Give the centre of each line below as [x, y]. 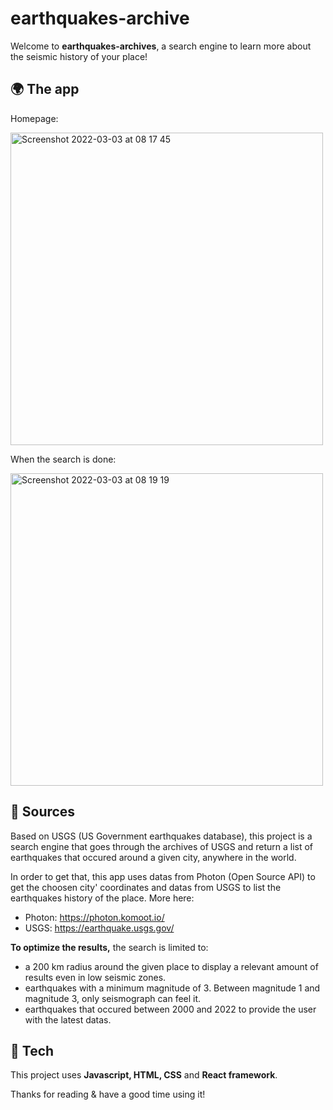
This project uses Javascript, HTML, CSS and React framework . [144, 1075]
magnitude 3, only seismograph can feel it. [113, 998]
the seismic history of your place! [79, 56]
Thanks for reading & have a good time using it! [108, 1094]
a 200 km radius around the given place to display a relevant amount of [171, 966]
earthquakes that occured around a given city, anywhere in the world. [153, 857]
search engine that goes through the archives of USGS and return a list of [162, 846]
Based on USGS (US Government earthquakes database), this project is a [161, 836]
